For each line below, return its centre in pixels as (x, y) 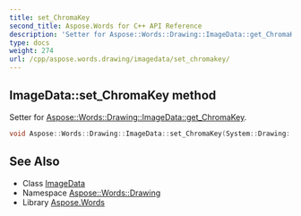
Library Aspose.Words (64, 202)
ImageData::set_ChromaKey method (113, 95)
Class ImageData (54, 183)
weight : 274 (31, 51)
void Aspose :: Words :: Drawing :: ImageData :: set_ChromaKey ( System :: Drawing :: (152, 134)
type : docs (30, 43)
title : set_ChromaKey (50, 17)
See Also (34, 162)
